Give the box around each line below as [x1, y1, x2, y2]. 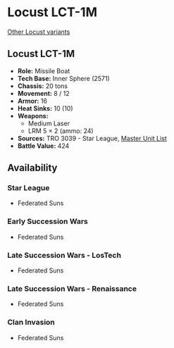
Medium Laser [27, 119, 70, 128]
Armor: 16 [17, 97, 48, 105]
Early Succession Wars [7, 216, 88, 226]
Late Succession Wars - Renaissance [7, 283, 137, 293]
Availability [7, 162, 58, 174]
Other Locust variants [7, 27, 70, 36]
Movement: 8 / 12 [17, 89, 70, 97]
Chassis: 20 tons [17, 82, 68, 90]
